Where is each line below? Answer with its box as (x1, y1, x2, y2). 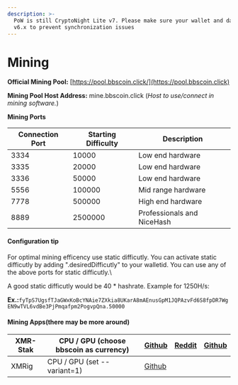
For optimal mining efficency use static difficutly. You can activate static (7, 253, 217, 261)
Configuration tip (7, 237, 59, 245)
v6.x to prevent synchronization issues (13, 23, 135, 31)
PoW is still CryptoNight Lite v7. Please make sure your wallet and (13, 17, 223, 24)
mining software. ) (7, 99, 59, 107)
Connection (18, 129, 59, 139)
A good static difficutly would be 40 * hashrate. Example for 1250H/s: (7, 281, 210, 290)
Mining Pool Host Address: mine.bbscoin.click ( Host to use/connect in (7, 92, 215, 100)
